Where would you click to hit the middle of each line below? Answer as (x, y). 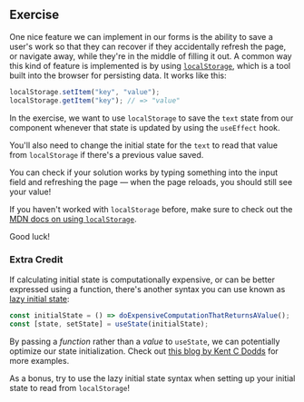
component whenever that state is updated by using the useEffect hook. (145, 127)
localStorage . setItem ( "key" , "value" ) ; (85, 92)
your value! (30, 191)
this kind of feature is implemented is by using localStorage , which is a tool (150, 65)
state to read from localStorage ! (69, 387)
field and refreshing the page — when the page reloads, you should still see (151, 181)
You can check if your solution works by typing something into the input (144, 172)
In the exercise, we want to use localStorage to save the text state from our (152, 118)
